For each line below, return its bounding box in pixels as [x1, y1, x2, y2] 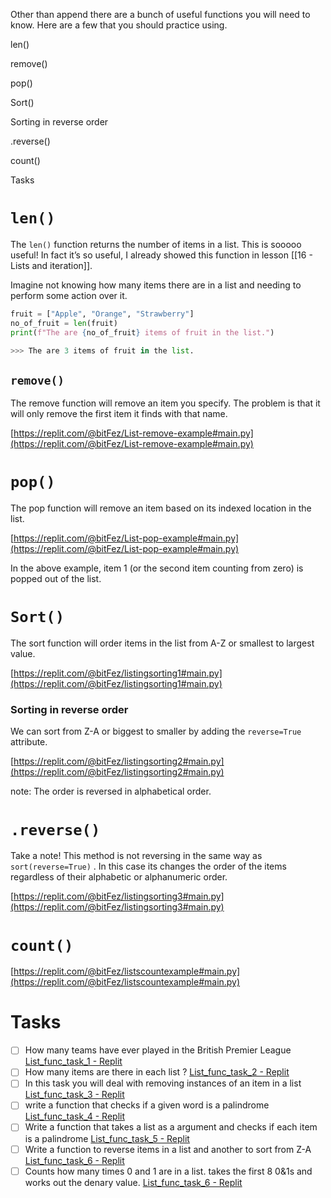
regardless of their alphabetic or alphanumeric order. [10, 871, 228, 883]
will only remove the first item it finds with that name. [10, 408, 228, 420]
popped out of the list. [10, 573, 102, 585]
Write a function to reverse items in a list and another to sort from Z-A [24, 1143, 312, 1155]
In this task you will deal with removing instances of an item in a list [24, 1077, 302, 1089]
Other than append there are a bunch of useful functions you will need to [10, 9, 311, 20]
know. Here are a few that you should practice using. [10, 19, 228, 31]
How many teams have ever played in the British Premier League [24, 1044, 292, 1056]
